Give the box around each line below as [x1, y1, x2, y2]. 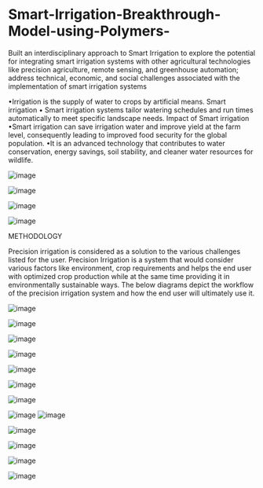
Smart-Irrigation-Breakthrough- [8, 6, 221, 24]
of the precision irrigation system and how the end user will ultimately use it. [8, 288, 255, 298]
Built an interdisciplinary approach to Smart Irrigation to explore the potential [8, 48, 256, 57]
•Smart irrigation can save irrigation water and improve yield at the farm [8, 122, 241, 131]
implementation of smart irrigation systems [8, 81, 148, 91]
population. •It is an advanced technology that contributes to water [8, 138, 225, 148]
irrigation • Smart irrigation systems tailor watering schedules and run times [8, 105, 254, 115]
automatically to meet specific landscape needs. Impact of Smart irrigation [8, 113, 250, 123]
